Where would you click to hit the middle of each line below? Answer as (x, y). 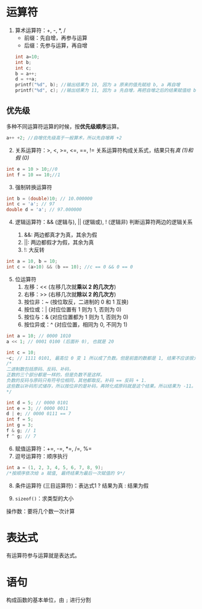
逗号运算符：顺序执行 (41, 456)
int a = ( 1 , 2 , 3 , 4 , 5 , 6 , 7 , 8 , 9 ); (55, 467)
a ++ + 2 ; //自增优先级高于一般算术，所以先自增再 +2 (64, 138)
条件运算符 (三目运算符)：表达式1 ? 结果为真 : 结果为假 (82, 485)
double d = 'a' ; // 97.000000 (44, 210)
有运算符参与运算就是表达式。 (43, 555)
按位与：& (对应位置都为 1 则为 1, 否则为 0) (76, 317)
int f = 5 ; (20, 419)
